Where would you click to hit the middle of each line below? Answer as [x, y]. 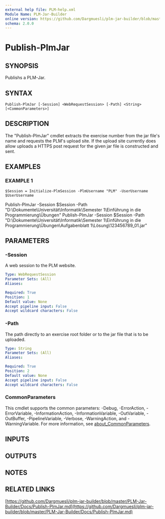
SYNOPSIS [22, 66]
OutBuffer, [15, 418]
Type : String [18, 348]
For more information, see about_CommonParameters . [96, 424]
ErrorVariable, [19, 413]
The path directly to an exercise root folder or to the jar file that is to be [77, 334]
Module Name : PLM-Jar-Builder [36, 14]
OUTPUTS [21, 456]
